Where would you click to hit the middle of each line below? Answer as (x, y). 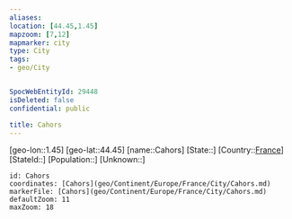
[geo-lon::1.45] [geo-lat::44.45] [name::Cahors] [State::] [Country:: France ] (147, 150)
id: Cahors (30, 176)
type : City (30, 51)
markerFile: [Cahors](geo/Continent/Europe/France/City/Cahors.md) (138, 192)
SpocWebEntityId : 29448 (54, 92)
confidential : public (50, 109)
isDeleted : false (42, 100)
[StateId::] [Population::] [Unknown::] (77, 160)
